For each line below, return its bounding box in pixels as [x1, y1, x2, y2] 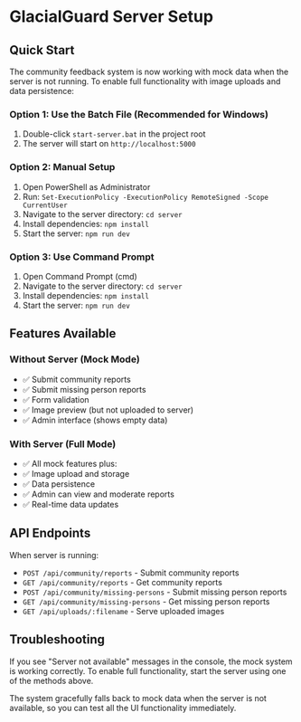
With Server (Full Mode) [9, 437, 117, 450]
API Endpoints [9, 526, 91, 541]
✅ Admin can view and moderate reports [22, 489, 174, 499]
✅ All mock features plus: [22, 458, 118, 469]
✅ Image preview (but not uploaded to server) [22, 404, 194, 415]
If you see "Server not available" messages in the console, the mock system [9, 656, 293, 667]
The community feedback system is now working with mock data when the [9, 66, 289, 77]
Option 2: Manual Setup [9, 161, 116, 174]
